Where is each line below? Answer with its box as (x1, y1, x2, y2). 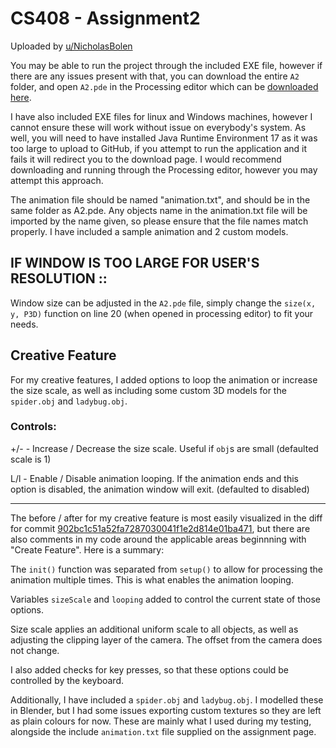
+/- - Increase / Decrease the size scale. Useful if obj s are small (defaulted (10, 442, 319, 454)
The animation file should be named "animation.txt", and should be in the (10, 193, 311, 206)
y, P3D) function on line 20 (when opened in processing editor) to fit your (10, 307, 314, 319)
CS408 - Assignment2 (10, 7, 201, 30)
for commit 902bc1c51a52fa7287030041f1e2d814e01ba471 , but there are (10, 522, 311, 534)
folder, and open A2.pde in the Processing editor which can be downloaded (10, 80, 319, 92)
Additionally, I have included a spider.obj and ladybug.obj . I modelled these (10, 693, 324, 706)
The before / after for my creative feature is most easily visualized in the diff (10, 512, 323, 524)
